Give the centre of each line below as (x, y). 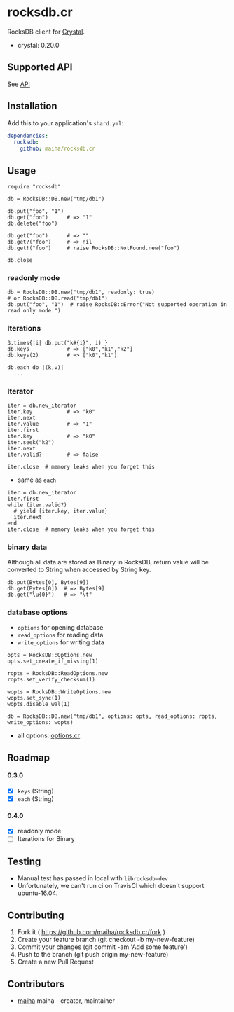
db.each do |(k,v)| (36, 367)
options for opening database (60, 628)
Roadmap (29, 757)
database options (38, 612)
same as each (37, 480)
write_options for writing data (61, 642)
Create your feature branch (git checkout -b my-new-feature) (106, 940)
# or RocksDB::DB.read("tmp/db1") (58, 298)
